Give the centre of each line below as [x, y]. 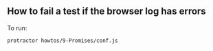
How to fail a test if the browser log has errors [106, 11]
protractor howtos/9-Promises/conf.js [63, 41]
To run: [17, 28]
